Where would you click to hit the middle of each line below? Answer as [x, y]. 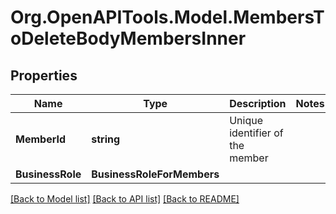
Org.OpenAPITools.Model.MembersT [167, 17]
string [106, 139]
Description [258, 103]
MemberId [40, 139]
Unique [246, 120]
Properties [44, 75]
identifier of [256, 133]
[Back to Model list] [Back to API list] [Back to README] [125, 199]
